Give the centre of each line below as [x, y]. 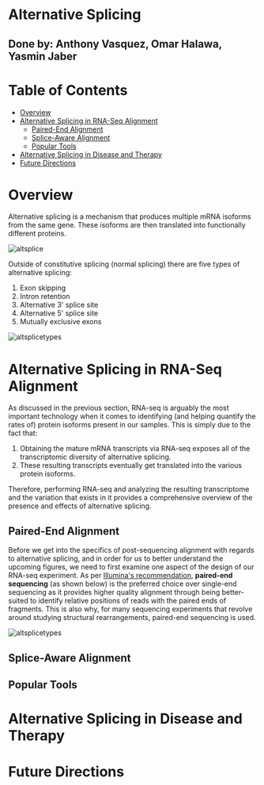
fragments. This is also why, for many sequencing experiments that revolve [130, 609]
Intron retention [45, 297]
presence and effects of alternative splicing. [80, 506]
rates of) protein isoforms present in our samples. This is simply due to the [130, 425]
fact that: [23, 433]
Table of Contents [68, 90]
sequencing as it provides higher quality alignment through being [114, 592]
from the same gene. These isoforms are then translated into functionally [127, 225]
